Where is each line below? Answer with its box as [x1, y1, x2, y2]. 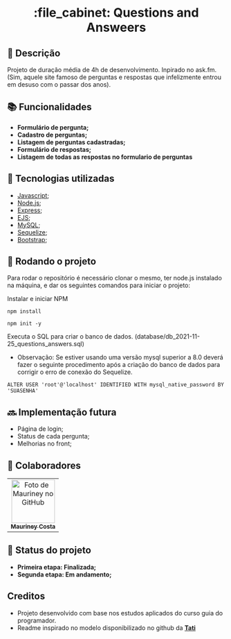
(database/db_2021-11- [134, 332, 201, 341]
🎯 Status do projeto [7, 545, 91, 556]
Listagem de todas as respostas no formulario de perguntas [17, 153, 193, 161]
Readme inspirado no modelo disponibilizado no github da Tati [17, 623, 196, 632]
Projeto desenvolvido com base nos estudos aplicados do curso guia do [17, 608, 223, 617]
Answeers [86, 19, 147, 35]
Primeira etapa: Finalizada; [17, 563, 97, 571]
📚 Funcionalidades [7, 101, 92, 113]
